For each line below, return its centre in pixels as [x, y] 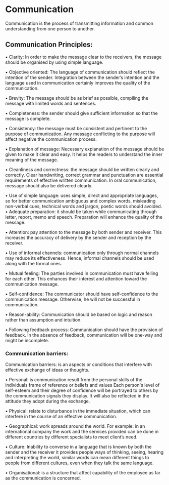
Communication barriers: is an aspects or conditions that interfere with [79, 365]
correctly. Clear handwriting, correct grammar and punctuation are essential [84, 175]
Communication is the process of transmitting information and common [79, 23]
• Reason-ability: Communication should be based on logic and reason [79, 314]
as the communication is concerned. [43, 478]
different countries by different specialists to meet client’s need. [71, 437]
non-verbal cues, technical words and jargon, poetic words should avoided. [84, 206]
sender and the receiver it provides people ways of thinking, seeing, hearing [84, 452]
